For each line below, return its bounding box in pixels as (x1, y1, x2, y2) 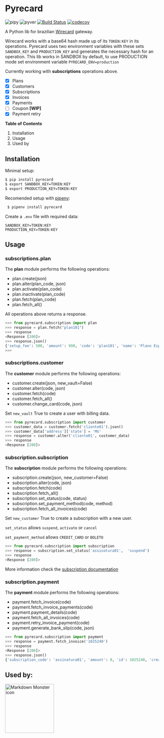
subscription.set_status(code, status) (12, 495, 87, 501)
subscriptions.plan (5, 255, 51, 262)
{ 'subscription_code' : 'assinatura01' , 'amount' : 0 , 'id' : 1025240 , (5, 657, 147, 662)
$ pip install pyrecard (5, 177, 54, 182)
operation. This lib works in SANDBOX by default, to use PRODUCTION (5, 53, 148, 59)
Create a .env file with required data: (5, 213, 79, 219)
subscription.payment (5, 578, 60, 585)
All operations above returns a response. (5, 311, 87, 317)
